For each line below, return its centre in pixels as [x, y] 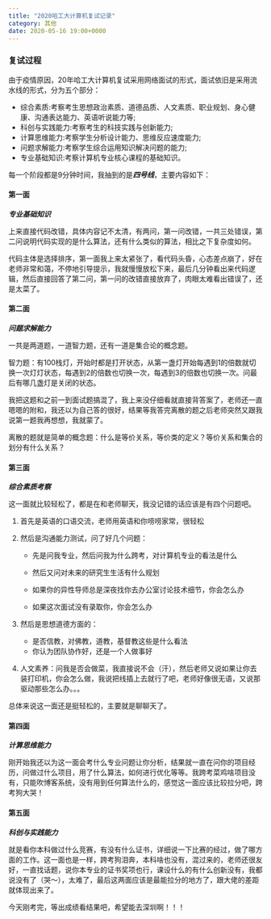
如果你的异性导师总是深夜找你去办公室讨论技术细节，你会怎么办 [138, 590]
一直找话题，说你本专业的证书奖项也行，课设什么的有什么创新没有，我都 [142, 870]
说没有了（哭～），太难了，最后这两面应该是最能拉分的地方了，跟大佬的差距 [134, 879]
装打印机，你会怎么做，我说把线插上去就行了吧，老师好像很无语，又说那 [140, 678]
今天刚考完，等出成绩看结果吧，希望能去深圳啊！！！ [97, 907]
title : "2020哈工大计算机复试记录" [62, 16]
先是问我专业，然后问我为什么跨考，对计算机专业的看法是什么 [135, 556]
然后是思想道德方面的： [59, 624]
